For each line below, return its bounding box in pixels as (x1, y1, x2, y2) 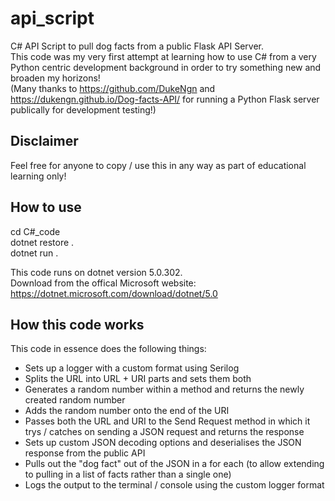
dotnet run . (10, 247, 59, 259)
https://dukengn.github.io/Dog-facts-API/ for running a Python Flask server (10, 93, 320, 105)
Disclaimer (10, 133, 79, 150)
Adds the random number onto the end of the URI (24, 405, 230, 417)
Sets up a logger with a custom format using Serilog (24, 362, 240, 374)
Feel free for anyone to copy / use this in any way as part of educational (10, 159, 307, 171)
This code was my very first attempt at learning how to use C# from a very (10, 50, 317, 62)
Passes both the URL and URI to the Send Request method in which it (24, 415, 311, 427)
